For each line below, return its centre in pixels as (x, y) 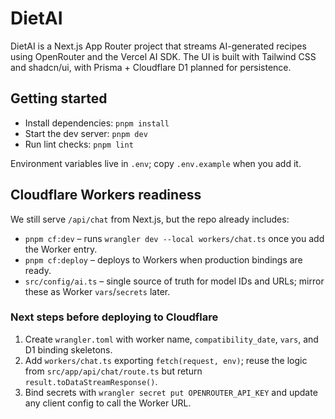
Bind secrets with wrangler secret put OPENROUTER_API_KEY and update (171, 392)
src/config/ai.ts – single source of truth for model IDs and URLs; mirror (174, 281)
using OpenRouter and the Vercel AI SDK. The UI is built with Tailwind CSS (163, 56)
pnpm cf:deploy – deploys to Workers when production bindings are (163, 259)
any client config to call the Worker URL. (108, 403)
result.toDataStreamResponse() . (91, 381)
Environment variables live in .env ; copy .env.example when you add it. (156, 163)
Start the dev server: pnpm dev (86, 133)
